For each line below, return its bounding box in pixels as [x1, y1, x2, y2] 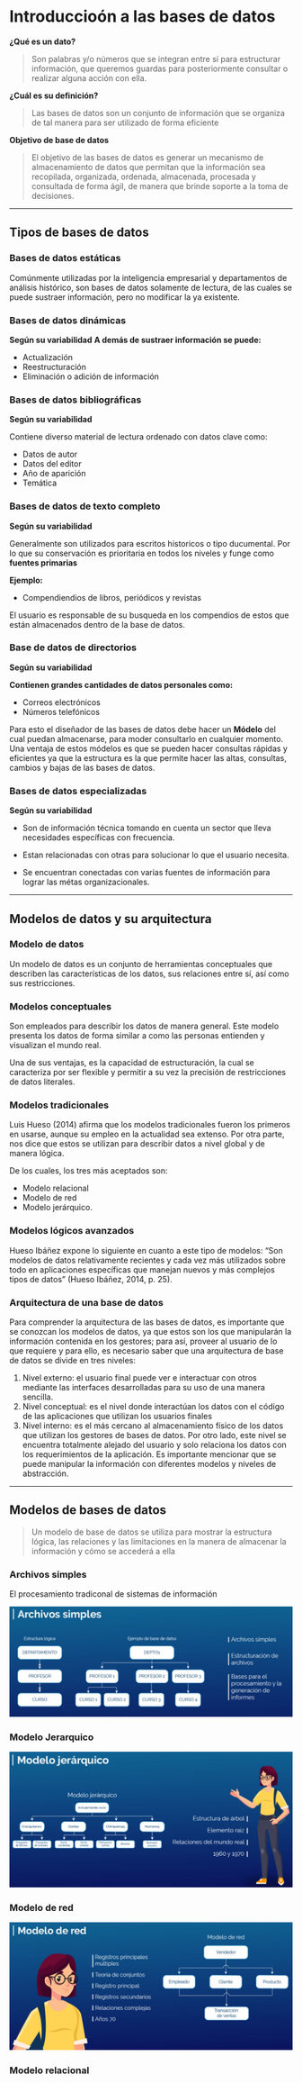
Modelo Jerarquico [9, 1731, 94, 1743]
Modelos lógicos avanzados [9, 1225, 135, 1237]
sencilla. [22, 1391, 54, 1402]
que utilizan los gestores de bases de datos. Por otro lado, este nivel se [22, 1429, 288, 1440]
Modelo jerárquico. [22, 1202, 93, 1213]
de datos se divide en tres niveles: [9, 1354, 137, 1365]
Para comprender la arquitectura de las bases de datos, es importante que [9, 1317, 285, 1327]
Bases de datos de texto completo [9, 500, 161, 512]
